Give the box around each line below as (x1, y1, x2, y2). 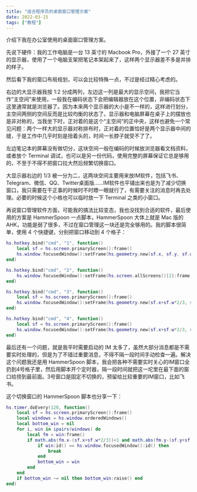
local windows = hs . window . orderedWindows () (16, 415, 127, 422)
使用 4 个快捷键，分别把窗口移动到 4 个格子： (16, 228, 127, 235)
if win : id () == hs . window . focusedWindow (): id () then (37, 443, 169, 449)
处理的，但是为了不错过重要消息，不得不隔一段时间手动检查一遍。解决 (21, 351, 191, 358)
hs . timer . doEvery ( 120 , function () (6, 405, 91, 410)
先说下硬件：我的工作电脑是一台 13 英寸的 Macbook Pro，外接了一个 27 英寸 (6, 49, 191, 56)
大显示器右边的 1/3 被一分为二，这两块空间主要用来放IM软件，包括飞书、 (6, 172, 182, 179)
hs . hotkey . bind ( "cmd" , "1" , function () (6, 240, 104, 247)
